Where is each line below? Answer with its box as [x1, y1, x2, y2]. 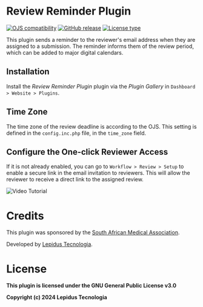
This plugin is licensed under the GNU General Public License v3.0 [6, 282, 177, 289]
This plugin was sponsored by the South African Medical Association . [6, 229, 180, 236]
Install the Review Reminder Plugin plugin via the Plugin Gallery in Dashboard [6, 83, 196, 90]
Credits [6, 209, 44, 223]
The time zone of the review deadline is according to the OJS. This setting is [6, 123, 197, 130]
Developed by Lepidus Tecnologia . [6, 241, 93, 248]
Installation [6, 67, 50, 77]
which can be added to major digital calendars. [6, 49, 124, 56]
